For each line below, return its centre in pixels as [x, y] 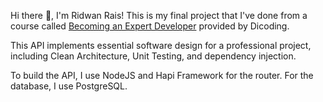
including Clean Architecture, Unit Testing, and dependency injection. [153, 56]
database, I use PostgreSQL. [69, 86]
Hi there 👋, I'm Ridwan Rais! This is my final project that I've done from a [159, 15]
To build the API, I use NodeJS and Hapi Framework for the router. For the [162, 75]
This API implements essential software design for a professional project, [161, 45]
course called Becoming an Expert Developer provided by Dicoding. [150, 26]
